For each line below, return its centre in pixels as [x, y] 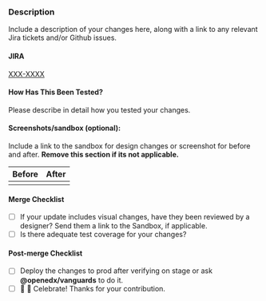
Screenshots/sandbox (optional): [65, 128]
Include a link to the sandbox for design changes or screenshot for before [129, 145]
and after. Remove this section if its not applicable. [94, 154]
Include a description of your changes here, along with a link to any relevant [133, 30]
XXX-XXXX [27, 73]
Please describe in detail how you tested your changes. [99, 109]
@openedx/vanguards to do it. [71, 280]
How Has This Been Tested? [56, 92]
